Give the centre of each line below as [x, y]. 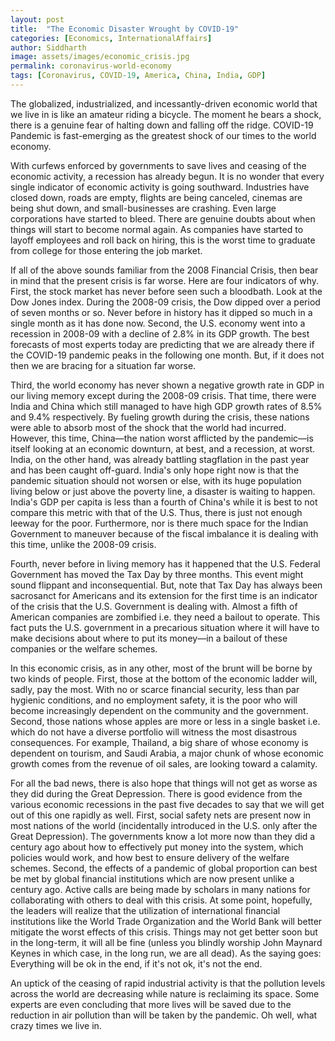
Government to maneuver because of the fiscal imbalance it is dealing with [164, 533]
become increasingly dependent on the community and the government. [159, 710]
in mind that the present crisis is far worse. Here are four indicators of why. [165, 280]
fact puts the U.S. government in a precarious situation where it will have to [165, 627]
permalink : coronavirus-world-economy [91, 66]
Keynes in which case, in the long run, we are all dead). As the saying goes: [166, 953]
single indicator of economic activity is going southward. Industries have [160, 187]
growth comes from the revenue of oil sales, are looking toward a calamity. [164, 763]
